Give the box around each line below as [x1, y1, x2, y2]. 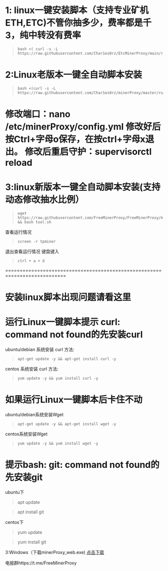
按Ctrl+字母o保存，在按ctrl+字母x [5, 134, 145, 145]
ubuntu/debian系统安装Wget [5, 412, 64, 418]
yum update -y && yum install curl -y [17, 376, 98, 381]
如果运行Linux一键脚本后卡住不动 [5, 394, 142, 406]
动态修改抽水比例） [5, 194, 84, 205]
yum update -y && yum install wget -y [17, 441, 98, 446]
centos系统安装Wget [5, 431, 48, 437]
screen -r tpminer [17, 239, 56, 244]
